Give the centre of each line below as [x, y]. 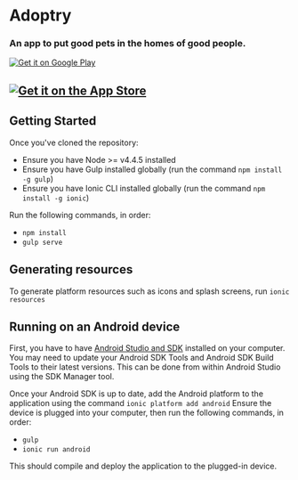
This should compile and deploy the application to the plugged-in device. [143, 466]
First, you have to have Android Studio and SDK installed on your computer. [147, 348]
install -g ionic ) [56, 198]
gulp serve [42, 242]
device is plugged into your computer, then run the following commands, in [147, 413]
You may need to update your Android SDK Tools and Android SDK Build [141, 358]
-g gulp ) [38, 178]
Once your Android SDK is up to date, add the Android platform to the [137, 394]
